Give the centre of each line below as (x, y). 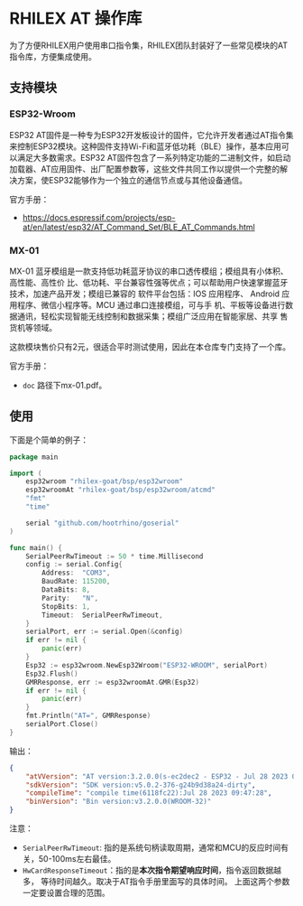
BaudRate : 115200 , (76, 582)
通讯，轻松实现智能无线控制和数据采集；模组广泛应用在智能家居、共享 (147, 316)
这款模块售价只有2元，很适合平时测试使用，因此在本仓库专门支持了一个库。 (150, 346)
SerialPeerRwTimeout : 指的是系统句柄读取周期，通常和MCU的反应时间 (151, 848)
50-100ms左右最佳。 (77, 859)
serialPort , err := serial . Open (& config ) (104, 632)
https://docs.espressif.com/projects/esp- (99, 217)
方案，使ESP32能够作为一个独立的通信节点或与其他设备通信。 (132, 180)
